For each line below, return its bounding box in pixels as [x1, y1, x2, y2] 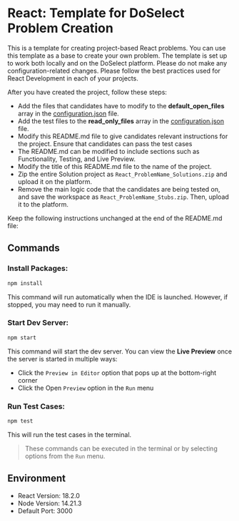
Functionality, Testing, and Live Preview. [17, 155, 136, 163]
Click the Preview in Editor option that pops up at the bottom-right [17, 368, 217, 377]
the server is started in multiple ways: [7, 354, 118, 363]
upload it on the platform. [17, 177, 93, 186]
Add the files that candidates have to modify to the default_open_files [17, 101, 225, 110]
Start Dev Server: [7, 318, 69, 328]
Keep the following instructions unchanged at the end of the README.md [7, 214, 223, 222]
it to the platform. [17, 200, 69, 208]
